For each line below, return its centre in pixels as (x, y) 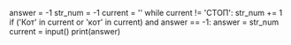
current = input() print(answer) (65, 31)
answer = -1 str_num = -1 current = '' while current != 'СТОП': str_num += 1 (146, 13)
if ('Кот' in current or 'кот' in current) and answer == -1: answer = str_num (144, 22)
